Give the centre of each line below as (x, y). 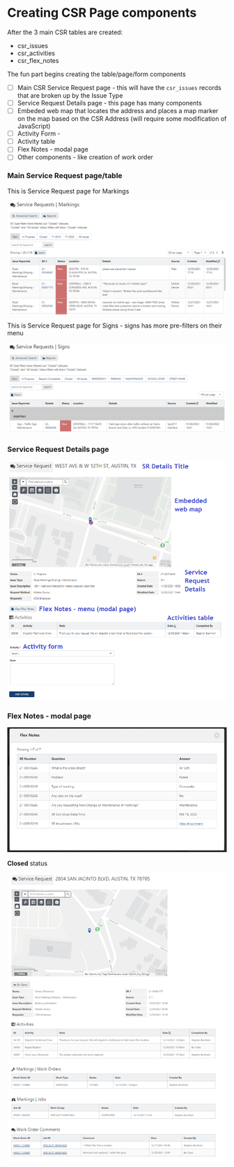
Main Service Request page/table (65, 176)
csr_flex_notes (38, 60)
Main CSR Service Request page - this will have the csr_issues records (119, 87)
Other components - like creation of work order (85, 157)
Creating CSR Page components (102, 13)
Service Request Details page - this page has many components (109, 103)
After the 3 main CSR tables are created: (65, 32)
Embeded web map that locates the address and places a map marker (118, 111)
